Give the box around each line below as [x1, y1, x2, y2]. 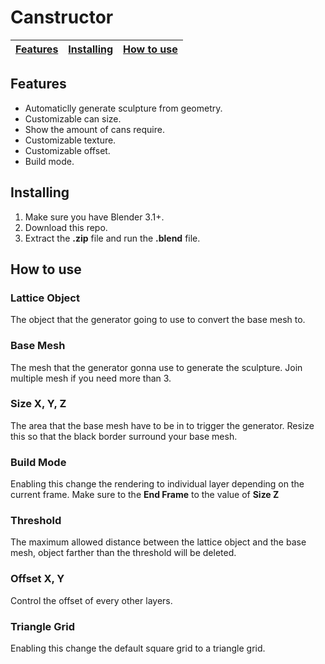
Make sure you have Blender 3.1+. [24, 211, 165, 223]
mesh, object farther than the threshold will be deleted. [10, 547, 237, 559]
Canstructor [10, 6, 114, 29]
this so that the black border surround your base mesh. [10, 430, 238, 442]
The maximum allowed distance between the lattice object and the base [10, 536, 307, 548]
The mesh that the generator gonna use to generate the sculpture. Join [10, 361, 303, 373]
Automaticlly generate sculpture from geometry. [24, 102, 223, 114]
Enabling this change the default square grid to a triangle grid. [10, 642, 266, 655]
